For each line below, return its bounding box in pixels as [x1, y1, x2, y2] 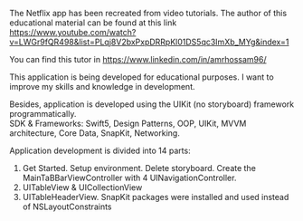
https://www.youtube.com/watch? [9, 27, 137, 37]
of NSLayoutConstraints [22, 201, 112, 212]
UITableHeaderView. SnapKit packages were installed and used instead [22, 192, 289, 202]
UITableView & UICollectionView [22, 182, 143, 193]
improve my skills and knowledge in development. [9, 82, 196, 91]
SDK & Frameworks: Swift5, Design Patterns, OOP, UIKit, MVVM [9, 118, 247, 129]
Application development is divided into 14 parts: [9, 145, 192, 156]
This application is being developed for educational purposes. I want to [9, 72, 274, 82]
